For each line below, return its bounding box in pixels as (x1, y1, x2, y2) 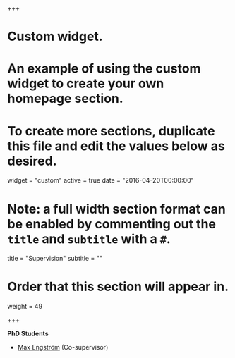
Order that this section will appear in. (7, 279, 229, 295)
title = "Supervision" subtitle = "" (7, 254, 102, 263)
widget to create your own (7, 75, 164, 92)
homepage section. (7, 91, 123, 106)
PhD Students (7, 329, 49, 338)
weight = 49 (7, 302, 43, 311)
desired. (7, 153, 57, 169)
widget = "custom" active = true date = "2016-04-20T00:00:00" (7, 176, 194, 185)
